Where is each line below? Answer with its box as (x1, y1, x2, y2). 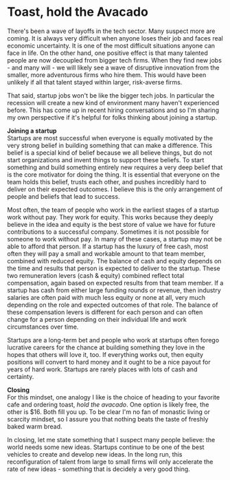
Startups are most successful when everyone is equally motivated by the (7, 133, 214, 142)
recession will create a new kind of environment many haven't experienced (7, 98, 220, 107)
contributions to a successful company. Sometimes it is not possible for (7, 228, 209, 236)
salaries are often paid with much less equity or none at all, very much (7, 293, 206, 301)
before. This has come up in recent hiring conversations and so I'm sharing (7, 106, 220, 114)
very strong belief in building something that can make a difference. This (7, 141, 213, 149)
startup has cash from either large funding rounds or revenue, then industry (7, 286, 221, 294)
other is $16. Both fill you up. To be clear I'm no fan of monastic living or (7, 407, 211, 416)
